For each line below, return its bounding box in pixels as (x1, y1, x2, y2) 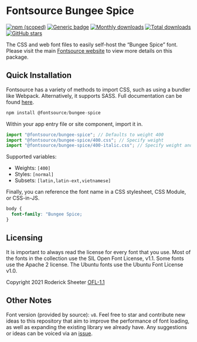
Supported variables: (6, 153, 57, 160)
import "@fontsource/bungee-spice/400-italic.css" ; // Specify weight (6, 142, 182, 149)
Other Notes (6, 296, 52, 306)
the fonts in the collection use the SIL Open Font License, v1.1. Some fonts (6, 255, 184, 262)
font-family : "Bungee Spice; (11, 211, 83, 217)
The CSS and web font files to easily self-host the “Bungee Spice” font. (6, 41, 178, 48)
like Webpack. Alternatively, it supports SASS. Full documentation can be (6, 92, 182, 99)
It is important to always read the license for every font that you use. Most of (6, 248, 191, 255)
